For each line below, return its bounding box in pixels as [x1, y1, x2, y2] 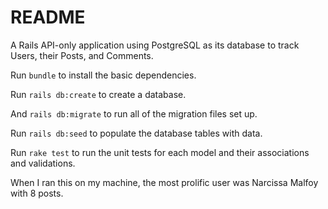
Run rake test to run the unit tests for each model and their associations [10, 146, 310, 158]
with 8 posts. [10, 187, 64, 199]
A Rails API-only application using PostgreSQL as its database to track [10, 39, 300, 51]
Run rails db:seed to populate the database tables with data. [10, 127, 263, 139]
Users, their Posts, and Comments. [10, 49, 154, 61]
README [10, 6, 86, 29]
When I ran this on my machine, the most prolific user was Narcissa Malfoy [10, 176, 319, 188]
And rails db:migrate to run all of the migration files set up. [10, 107, 258, 120]
